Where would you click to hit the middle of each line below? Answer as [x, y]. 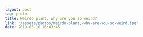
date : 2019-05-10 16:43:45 [32, 27]
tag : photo [16, 14]
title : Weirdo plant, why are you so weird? [51, 18]
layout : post [18, 9]
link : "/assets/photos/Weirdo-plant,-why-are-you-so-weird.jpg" [72, 23]
